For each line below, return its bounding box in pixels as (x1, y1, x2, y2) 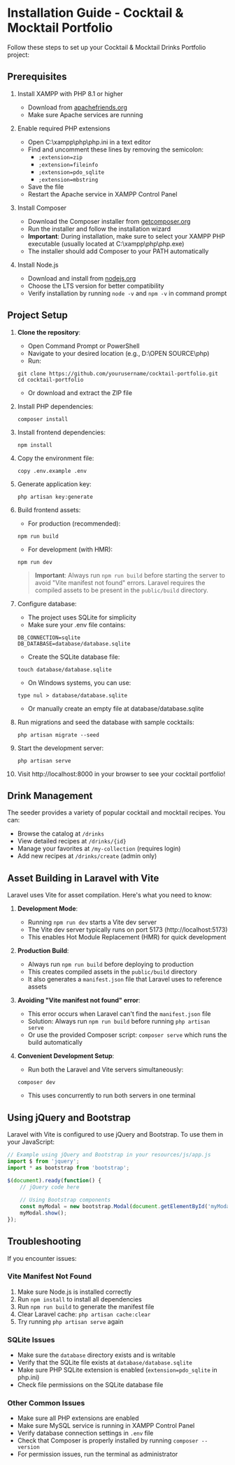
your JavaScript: (7, 1138, 55, 1146)
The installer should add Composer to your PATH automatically (27, 247, 209, 255)
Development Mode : (17, 904, 78, 913)
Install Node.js (17, 260, 59, 269)
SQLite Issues (7, 1334, 55, 1344)
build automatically (27, 1038, 83, 1047)
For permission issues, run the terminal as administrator (17, 1450, 178, 1459)
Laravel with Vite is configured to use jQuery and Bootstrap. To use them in (7, 1130, 224, 1138)
